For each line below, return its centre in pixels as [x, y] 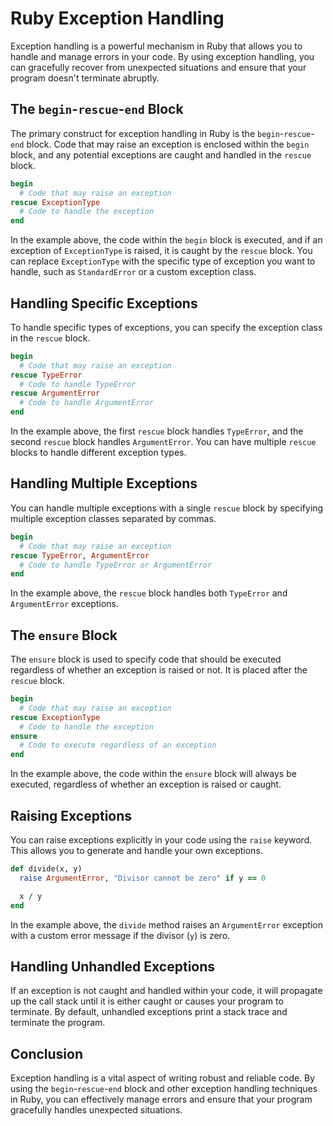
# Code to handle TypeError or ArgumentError [116, 565]
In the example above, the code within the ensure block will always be [153, 774]
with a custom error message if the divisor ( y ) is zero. [120, 935]
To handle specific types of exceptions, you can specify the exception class [166, 327]
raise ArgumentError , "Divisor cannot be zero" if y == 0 [143, 878]
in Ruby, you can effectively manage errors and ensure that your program [161, 1099]
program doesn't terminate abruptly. [85, 78]
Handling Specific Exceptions [104, 303]
